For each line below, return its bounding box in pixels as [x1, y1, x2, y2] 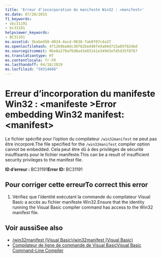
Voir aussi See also [5, 224, 63, 232]
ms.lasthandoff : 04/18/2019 [5, 62, 63, 67]
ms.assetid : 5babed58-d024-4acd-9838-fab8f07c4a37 [5, 39, 111, 44]
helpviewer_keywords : [5, 30, 50, 35]
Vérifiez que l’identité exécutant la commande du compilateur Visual [12, 193, 151, 200]
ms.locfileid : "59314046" [5, 67, 58, 72]
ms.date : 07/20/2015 [5, 12, 48, 17]
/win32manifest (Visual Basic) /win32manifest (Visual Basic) [12, 237, 133, 243]
